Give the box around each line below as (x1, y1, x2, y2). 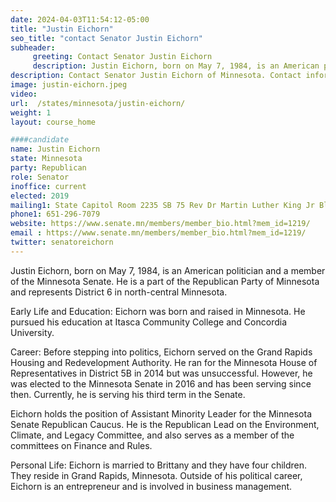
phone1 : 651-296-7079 (10, 209, 101, 220)
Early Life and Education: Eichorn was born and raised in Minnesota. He (10, 305, 306, 317)
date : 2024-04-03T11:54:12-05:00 (10, 14, 150, 25)
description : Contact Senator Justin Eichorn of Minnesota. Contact (10, 71, 302, 81)
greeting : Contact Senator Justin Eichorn (32, 52, 213, 62)
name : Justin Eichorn (10, 144, 101, 155)
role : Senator (10, 172, 70, 182)
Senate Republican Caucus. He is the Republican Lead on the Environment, (10, 418, 320, 430)
